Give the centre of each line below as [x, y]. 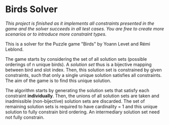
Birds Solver [31, 9]
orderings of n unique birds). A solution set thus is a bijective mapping [79, 64]
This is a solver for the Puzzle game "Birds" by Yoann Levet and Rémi [78, 44]
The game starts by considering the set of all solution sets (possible [76, 59]
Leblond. [14, 49]
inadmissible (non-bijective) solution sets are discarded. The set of [75, 101]
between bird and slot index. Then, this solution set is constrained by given [84, 70]
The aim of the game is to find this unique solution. [58, 80]
